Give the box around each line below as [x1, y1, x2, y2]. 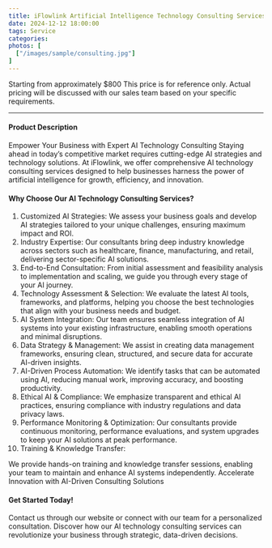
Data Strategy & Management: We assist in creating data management [19, 341, 255, 350]
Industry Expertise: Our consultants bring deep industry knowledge [19, 237, 245, 247]
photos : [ [8, 42, 42, 50]
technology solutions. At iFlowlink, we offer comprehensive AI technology [8, 158, 253, 168]
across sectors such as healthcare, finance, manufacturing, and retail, [19, 246, 254, 256]
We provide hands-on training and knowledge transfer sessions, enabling [8, 459, 253, 469]
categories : [8, 34, 49, 43]
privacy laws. [19, 410, 65, 419]
